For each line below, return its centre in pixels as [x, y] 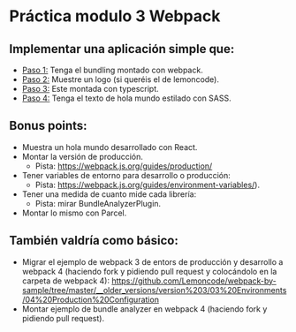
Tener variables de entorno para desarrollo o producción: [126, 175]
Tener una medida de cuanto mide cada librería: [109, 194]
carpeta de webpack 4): [66, 281]
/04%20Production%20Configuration [90, 299]
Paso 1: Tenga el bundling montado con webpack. [112, 70]
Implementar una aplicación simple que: [122, 49]
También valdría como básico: [94, 241]
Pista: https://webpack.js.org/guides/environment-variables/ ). [148, 185]
